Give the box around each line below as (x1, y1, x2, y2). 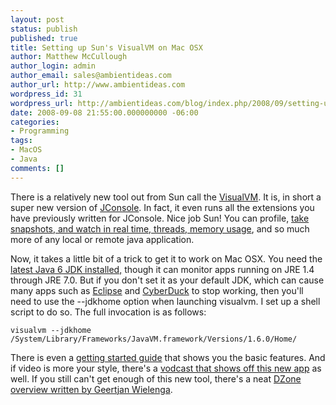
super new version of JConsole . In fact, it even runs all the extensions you (10, 201, 315, 213)
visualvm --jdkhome (10, 325, 92, 335)
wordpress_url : (10, 98, 74, 108)
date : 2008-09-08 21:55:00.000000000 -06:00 (10, 107, 199, 118)
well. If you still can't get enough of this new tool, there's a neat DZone (10, 372, 302, 385)
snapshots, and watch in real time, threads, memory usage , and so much (10, 222, 310, 235)
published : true (10, 33, 78, 43)
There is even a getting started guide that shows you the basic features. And (10, 351, 326, 363)
